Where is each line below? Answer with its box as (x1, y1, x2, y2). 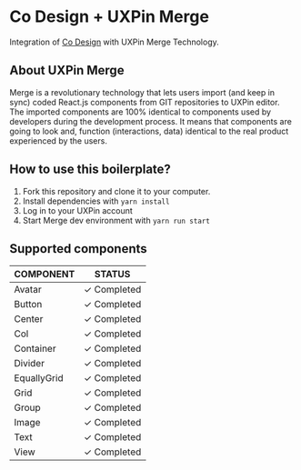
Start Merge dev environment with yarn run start (22, 215, 211, 225)
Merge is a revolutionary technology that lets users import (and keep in (9, 86, 276, 97)
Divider (14, 357, 45, 370)
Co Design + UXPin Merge (9, 6, 209, 27)
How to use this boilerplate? (9, 162, 171, 177)
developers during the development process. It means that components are (9, 115, 293, 126)
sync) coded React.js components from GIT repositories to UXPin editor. (9, 96, 280, 107)
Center (14, 313, 44, 325)
